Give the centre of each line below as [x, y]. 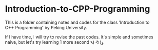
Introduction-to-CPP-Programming [78, 9]
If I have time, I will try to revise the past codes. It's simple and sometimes [79, 37]
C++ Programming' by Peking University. [46, 27]
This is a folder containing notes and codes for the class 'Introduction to [77, 22]
